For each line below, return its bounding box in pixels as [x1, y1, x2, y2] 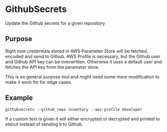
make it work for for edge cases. [5, 79, 73, 85]
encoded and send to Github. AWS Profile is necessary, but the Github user [5, 53, 160, 59]
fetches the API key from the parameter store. [5, 64, 100, 70]
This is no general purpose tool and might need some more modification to [5, 74, 159, 80]
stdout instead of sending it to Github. [5, 121, 84, 127]
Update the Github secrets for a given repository [5, 20, 105, 26]
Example [5, 94, 33, 102]
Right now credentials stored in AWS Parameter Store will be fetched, [5, 48, 148, 54]
